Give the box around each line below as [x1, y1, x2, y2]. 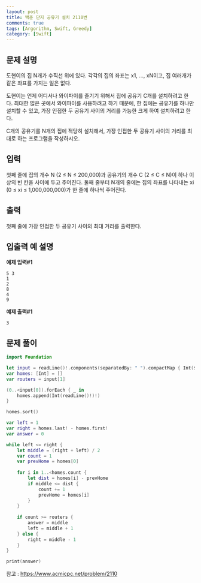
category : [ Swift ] [6, 31, 52, 37]
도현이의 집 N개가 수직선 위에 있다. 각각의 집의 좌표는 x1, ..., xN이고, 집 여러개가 [6, 71, 192, 79]
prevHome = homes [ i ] [38, 492, 90, 498]
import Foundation [6, 354, 52, 360]
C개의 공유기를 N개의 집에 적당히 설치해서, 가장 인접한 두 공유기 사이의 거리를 [6, 127, 187, 134]
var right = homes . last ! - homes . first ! [6, 425, 109, 432]
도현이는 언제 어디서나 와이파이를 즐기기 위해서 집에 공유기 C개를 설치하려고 [6, 92, 182, 99]
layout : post [6, 8, 39, 15]
